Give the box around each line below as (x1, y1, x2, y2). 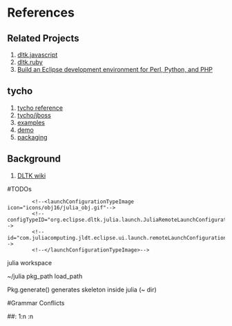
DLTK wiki (17, 171, 46, 180)
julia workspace (7, 258, 52, 267)
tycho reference (17, 104, 64, 112)
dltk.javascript (17, 50, 58, 59)
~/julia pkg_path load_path (7, 271, 83, 280)
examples (17, 118, 45, 126)
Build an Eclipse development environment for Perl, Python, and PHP (17, 66, 213, 73)
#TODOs (7, 184, 32, 193)
